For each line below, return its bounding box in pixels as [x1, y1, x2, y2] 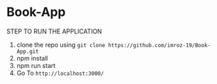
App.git [16, 48, 39, 55]
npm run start [16, 61, 56, 69]
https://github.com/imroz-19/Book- [107, 42, 211, 49]
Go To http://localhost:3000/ [16, 69, 105, 77]
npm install [16, 53, 49, 62]
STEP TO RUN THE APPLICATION [6, 27, 102, 35]
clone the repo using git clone [16, 40, 105, 49]
